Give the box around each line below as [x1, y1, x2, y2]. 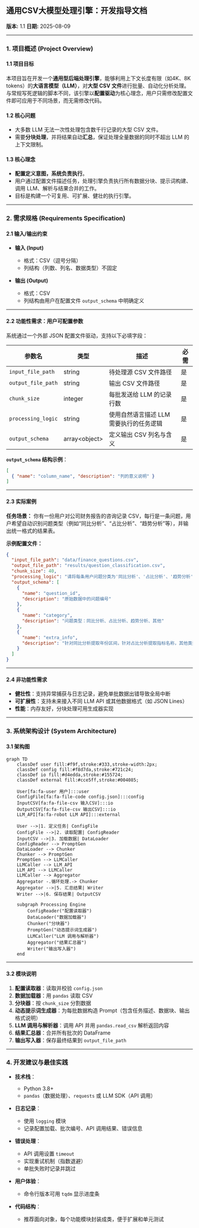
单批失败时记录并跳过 [23, 1165, 76, 1172]
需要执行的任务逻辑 [108, 419, 163, 427]
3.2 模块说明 [6, 970, 37, 977]
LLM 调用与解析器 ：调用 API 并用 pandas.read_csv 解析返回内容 [14, 1022, 169, 1029]
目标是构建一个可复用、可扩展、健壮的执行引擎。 [14, 192, 134, 199]
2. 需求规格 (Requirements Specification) [6, 214, 126, 223]
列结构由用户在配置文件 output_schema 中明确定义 [23, 297, 145, 305]
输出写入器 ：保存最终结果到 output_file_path [14, 1036, 127, 1044]
